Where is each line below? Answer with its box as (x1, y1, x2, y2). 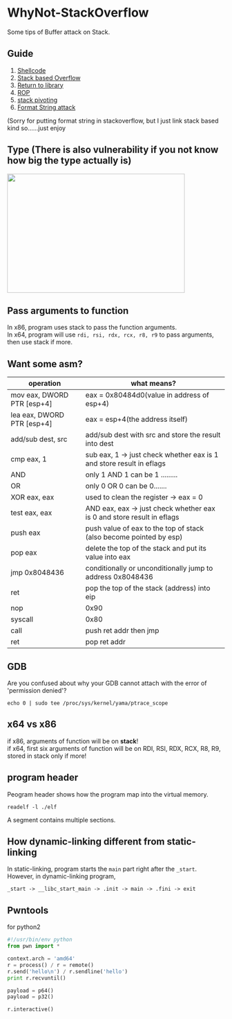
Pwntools (7, 904, 49, 916)
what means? (130, 379, 176, 389)
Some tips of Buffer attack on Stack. (7, 28, 110, 36)
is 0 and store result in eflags (85, 513, 180, 522)
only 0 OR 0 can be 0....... (85, 481, 167, 491)
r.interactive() (7, 1006, 54, 1013)
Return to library (17, 81, 64, 89)
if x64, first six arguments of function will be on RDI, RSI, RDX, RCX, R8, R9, (7, 744, 221, 752)
